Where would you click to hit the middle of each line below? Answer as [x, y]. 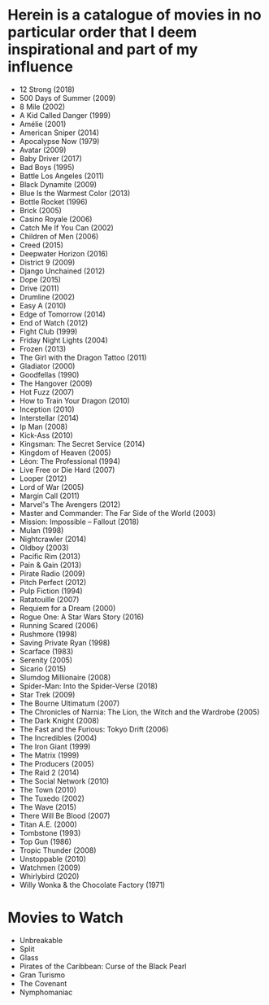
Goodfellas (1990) [49, 374]
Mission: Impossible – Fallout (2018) [79, 522]
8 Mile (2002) [42, 107]
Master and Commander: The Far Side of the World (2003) [117, 513]
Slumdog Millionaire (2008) [65, 677]
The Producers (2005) [56, 763]
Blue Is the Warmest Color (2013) [75, 193]
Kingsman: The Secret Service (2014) [82, 444]
